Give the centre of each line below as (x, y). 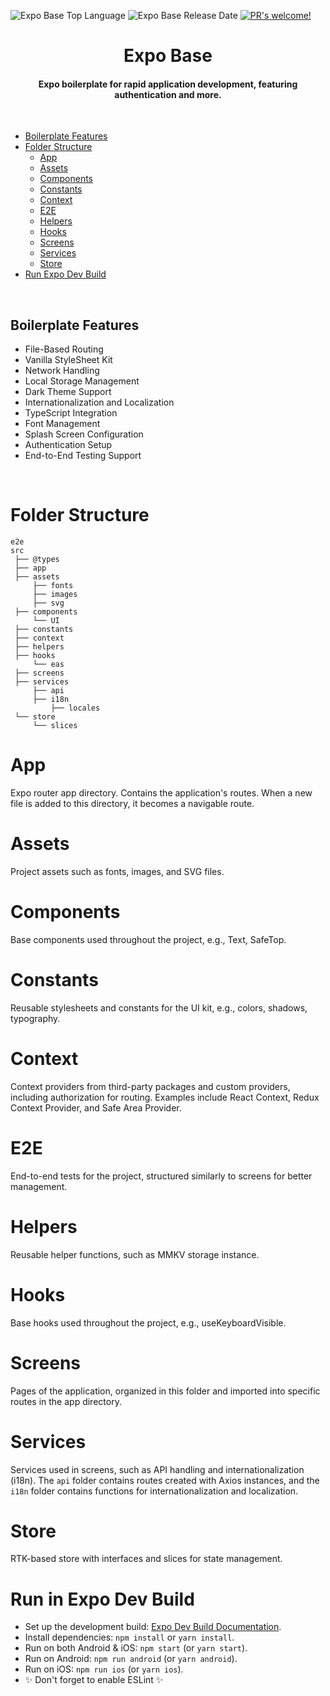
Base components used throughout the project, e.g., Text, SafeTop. (148, 939)
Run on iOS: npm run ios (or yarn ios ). (104, 1669)
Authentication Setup (68, 445)
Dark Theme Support (68, 392)
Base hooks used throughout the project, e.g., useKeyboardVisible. (148, 1322)
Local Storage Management (82, 381)
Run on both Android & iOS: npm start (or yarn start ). (136, 1648)
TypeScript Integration (71, 413)
